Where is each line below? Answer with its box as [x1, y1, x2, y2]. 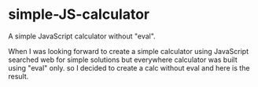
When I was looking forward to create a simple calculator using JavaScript [8, 46, 249, 56]
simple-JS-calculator [8, 5, 150, 24]
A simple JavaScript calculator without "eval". [8, 31, 156, 41]
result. [8, 71, 29, 81]
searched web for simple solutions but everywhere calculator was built [8, 55, 238, 64]
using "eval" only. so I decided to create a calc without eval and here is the [8, 63, 250, 72]
